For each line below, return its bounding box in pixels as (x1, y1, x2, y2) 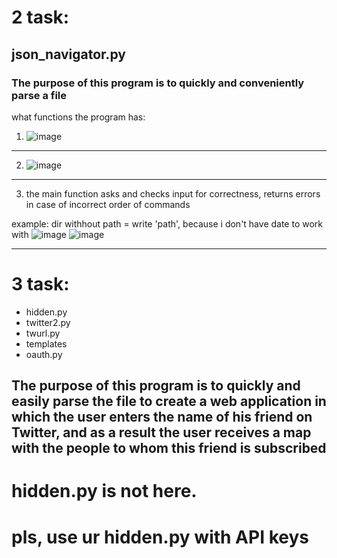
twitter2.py (25, 316, 71, 328)
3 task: (11, 273, 70, 296)
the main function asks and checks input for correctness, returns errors (25, 187, 321, 200)
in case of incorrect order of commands (25, 198, 191, 210)
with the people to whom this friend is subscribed (11, 440, 327, 457)
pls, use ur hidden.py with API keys (11, 526, 309, 548)
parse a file (11, 88, 68, 102)
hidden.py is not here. (11, 480, 198, 503)
